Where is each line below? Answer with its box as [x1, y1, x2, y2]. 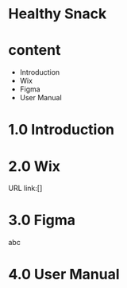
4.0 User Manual [8, 266, 120, 283]
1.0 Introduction [8, 121, 115, 139]
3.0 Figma [8, 212, 76, 229]
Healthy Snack [8, 5, 107, 23]
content [8, 41, 61, 60]
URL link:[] [8, 184, 43, 193]
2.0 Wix [8, 157, 61, 175]
